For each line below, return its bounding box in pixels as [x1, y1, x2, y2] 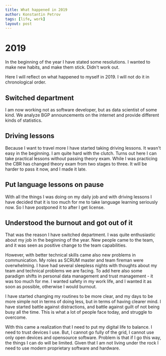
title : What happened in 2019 [5, 7, 68, 12]
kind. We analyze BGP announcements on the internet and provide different [5, 112, 160, 118]
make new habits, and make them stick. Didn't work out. [5, 64, 120, 70]
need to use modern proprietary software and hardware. [5, 345, 120, 351]
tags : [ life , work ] [5, 16, 46, 21]
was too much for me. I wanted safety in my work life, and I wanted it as [5, 278, 152, 284]
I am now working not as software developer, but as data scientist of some [5, 107, 157, 112]
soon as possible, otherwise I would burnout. [5, 284, 97, 290]
